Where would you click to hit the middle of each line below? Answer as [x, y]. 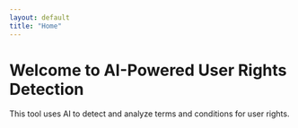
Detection [47, 89]
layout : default [39, 17]
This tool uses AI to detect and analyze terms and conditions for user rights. [149, 114]
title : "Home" [36, 26]
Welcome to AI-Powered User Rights [148, 70]
